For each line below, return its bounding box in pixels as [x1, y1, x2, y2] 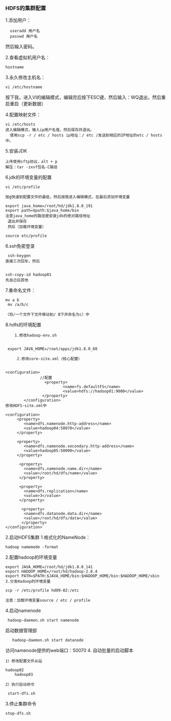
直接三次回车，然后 [5, 258, 40, 264]
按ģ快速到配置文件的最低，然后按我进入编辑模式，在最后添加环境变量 [5, 194, 130, 200]
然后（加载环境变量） [7, 225, 46, 230]
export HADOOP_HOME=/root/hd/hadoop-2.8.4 [5, 569, 98, 574]
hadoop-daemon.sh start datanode [12, 638, 84, 643]
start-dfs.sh [7, 691, 36, 696]
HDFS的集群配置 [5, 4, 46, 11]
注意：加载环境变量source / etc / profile [5, 598, 91, 603]
